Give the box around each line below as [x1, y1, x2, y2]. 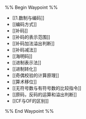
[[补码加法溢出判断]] [12, 40, 55, 46]
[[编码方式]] [12, 21, 37, 27]
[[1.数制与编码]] [12, 15, 44, 21]
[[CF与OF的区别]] [12, 98, 49, 104]
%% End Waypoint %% [5, 108, 54, 114]
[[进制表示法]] [12, 60, 42, 65]
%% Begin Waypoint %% [5, 5, 58, 10]
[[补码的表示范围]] [12, 34, 50, 40]
